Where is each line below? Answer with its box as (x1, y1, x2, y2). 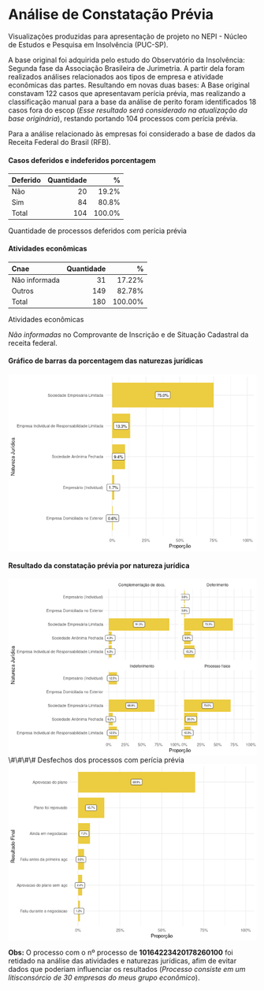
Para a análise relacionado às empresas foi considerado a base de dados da (8, 128, 256, 139)
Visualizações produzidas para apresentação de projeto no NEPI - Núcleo (8, 32, 247, 41)
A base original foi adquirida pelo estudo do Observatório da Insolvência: (8, 55, 246, 65)
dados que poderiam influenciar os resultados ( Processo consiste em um (8, 965, 246, 974)
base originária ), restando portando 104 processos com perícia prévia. (8, 113, 238, 123)
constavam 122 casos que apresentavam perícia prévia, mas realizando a (8, 88, 246, 98)
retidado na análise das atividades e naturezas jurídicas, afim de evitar (8, 956, 237, 966)
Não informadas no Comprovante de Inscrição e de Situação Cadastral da (8, 329, 249, 339)
